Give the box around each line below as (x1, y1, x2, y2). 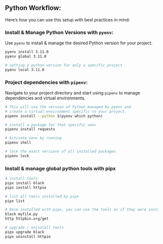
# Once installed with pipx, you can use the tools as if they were (5, 207, 147, 212)
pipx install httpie (5, 185, 47, 190)
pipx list (5, 198, 25, 204)
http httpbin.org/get (5, 216, 49, 221)
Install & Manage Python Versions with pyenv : (5, 29, 114, 36)
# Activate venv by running (5, 136, 62, 141)
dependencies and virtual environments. (5, 95, 86, 101)
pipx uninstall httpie (5, 234, 51, 239)
